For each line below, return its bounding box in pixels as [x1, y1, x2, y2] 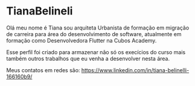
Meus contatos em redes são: [6, 66, 80, 73]
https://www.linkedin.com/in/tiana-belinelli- [81, 66, 190, 73]
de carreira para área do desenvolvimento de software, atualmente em [6, 30, 182, 37]
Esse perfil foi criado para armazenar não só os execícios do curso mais [6, 48, 186, 55]
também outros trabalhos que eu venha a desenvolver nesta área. [6, 55, 170, 62]
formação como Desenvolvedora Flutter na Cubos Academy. [6, 37, 157, 44]
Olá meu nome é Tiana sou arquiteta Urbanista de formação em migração [6, 24, 190, 31]
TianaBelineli [6, 4, 73, 18]
